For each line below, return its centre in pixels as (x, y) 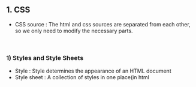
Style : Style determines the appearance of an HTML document (93, 71)
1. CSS (18, 10)
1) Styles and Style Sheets (45, 58)
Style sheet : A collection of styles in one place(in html (82, 77)
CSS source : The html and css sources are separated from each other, (102, 24)
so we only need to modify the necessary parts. (74, 31)
